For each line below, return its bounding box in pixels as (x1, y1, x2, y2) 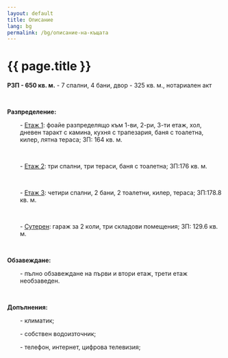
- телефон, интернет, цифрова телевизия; (20, 343, 141, 351)
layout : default (7, 10, 53, 17)
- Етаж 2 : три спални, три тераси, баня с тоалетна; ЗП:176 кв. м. (20, 162, 207, 170)
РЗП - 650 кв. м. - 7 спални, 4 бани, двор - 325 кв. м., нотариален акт (7, 81, 212, 90)
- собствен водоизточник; (20, 330, 97, 338)
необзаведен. (20, 277, 60, 285)
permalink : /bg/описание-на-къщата (7, 29, 109, 36)
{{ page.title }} (7, 59, 92, 74)
